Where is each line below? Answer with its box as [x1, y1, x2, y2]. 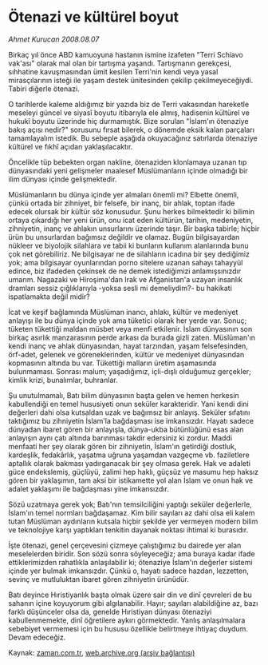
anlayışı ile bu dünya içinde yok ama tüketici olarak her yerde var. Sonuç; [8, 316, 247, 325]
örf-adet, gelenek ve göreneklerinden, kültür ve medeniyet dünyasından [8, 349, 245, 359]
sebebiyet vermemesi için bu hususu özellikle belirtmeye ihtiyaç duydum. [8, 623, 249, 633]
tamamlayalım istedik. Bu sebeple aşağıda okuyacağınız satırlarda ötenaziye [8, 133, 258, 143]
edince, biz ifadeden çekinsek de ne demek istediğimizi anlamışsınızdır [8, 266, 242, 276]
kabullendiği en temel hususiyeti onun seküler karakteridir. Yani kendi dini [8, 399, 249, 408]
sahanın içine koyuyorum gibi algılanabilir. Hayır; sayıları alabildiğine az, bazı [8, 598, 258, 607]
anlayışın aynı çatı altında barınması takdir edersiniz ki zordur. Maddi [8, 432, 233, 443]
